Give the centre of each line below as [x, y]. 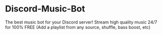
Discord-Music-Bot [45, 9]
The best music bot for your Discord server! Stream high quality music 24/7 [81, 22]
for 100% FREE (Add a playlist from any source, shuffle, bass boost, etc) [78, 27]
